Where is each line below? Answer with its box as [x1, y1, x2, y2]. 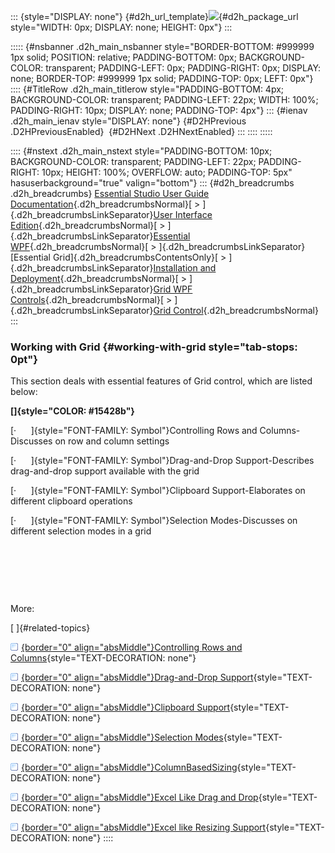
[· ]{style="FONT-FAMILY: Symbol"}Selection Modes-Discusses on [10, 515, 298, 527]
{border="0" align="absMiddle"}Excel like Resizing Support [21, 821, 267, 834]
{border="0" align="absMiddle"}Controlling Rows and [21, 641, 243, 654]
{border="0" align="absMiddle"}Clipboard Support [21, 701, 231, 714]
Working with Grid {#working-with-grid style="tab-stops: [10, 340, 298, 354]
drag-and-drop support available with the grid [10, 465, 200, 477]
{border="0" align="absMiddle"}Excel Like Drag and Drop [21, 791, 259, 804]
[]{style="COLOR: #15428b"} [10, 405, 135, 417]
